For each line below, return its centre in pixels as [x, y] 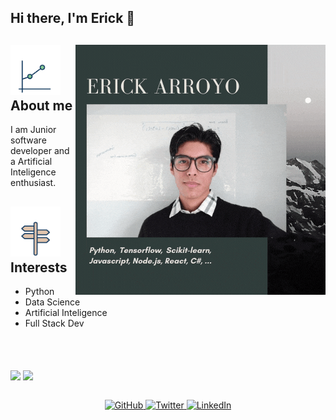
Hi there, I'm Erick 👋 [73, 18]
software [28, 140]
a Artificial [31, 162]
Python [39, 292]
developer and [40, 151]
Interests [39, 267]
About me [41, 105]
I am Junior [33, 130]
